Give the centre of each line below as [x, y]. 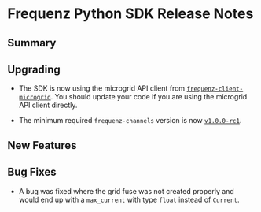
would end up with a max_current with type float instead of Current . [129, 199]
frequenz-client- [215, 89]
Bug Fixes [32, 172]
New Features [42, 145]
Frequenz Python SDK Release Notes [130, 14]
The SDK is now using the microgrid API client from [102, 88]
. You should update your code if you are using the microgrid [149, 97]
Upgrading [34, 69]
